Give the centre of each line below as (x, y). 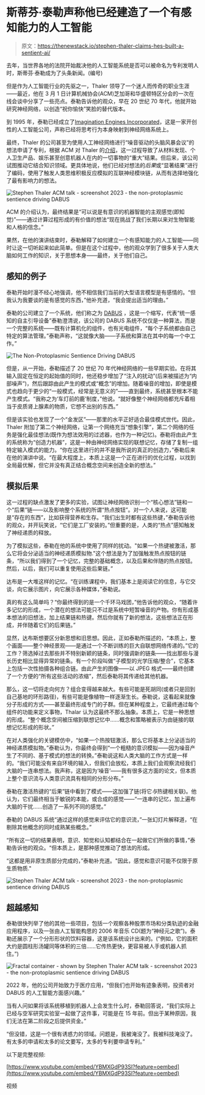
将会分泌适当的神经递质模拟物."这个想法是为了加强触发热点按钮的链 (102, 553)
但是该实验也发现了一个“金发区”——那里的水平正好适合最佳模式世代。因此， (102, 419)
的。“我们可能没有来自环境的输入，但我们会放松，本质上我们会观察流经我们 (101, 763)
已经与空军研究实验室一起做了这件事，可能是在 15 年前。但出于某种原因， (99, 1013)
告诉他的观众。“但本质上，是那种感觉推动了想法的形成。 (82, 847)
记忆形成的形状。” (33, 727)
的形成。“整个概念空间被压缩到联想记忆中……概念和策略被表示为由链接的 (98, 719)
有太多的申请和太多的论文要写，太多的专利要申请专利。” (76, 1042)
